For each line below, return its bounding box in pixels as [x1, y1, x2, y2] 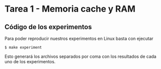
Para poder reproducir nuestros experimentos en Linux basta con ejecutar [4, 35, 154, 41]
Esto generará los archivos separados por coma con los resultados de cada [4, 53, 157, 59]
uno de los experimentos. [4, 59, 56, 64]
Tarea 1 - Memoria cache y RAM [4, 3, 136, 15]
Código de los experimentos [4, 23, 92, 31]
